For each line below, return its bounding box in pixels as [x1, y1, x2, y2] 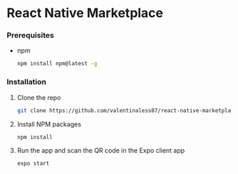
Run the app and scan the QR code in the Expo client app [16, 146, 185, 155]
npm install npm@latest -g [16, 60, 98, 67]
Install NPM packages [16, 119, 81, 129]
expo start [16, 160, 50, 168]
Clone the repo [16, 93, 61, 102]
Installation [6, 77, 47, 87]
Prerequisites [6, 31, 54, 40]
